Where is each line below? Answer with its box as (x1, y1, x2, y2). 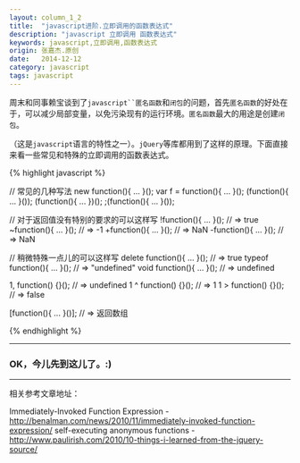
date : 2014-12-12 (9, 55, 82, 63)
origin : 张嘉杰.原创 (9, 46, 79, 55)
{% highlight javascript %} (9, 167, 106, 178)
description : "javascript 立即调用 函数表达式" (9, 29, 178, 38)
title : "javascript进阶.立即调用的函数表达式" (9, 21, 174, 30)
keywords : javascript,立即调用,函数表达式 (9, 38, 158, 47)
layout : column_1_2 (9, 13, 82, 22)
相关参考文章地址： (9, 388, 80, 399)
